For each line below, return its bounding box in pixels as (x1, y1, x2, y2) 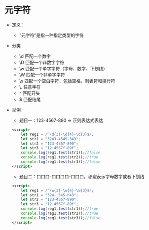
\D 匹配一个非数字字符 (19, 59, 65, 65)
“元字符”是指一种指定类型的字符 (19, 32, 84, 38)
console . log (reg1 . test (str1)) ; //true (21, 206, 99, 211)
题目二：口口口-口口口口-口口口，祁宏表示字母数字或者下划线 (19, 173, 145, 179)
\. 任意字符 (19, 84, 41, 90)
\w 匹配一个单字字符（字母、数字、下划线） (19, 65, 108, 72)
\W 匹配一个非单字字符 (19, 72, 65, 77)
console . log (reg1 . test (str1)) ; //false (21, 150, 101, 155)
